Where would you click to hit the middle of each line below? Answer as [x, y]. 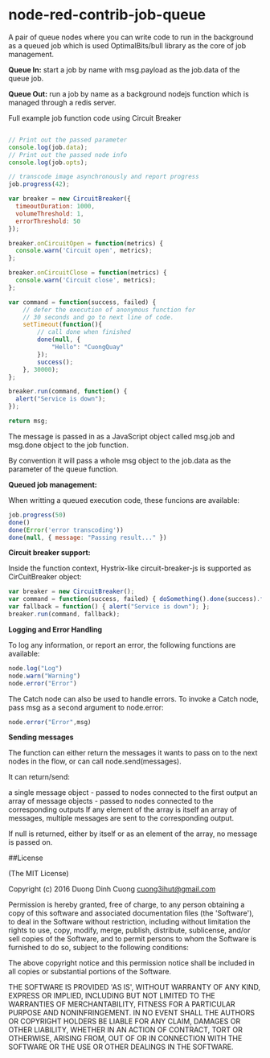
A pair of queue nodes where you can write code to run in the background [131, 37]
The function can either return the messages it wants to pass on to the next [133, 753]
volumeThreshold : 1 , [50, 214]
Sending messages [41, 737]
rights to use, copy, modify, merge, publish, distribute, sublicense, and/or [129, 930]
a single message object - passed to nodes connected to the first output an [133, 792]
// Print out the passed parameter [68, 140]
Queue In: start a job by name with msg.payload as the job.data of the [124, 69]
